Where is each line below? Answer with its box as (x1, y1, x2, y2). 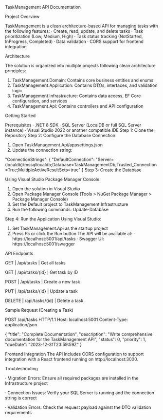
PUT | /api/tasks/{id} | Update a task (5, 288, 78, 294)
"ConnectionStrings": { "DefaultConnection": (5, 157, 95, 162)
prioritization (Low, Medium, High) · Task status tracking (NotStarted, (5, 34, 143, 39)
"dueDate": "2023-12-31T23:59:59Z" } (5, 341, 82, 347)
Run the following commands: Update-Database (12, 207, 109, 212)
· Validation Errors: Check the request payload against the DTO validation (5, 404, 151, 410)
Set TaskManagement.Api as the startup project (12, 225, 108, 231)
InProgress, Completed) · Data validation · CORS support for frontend (5, 39, 144, 44)
